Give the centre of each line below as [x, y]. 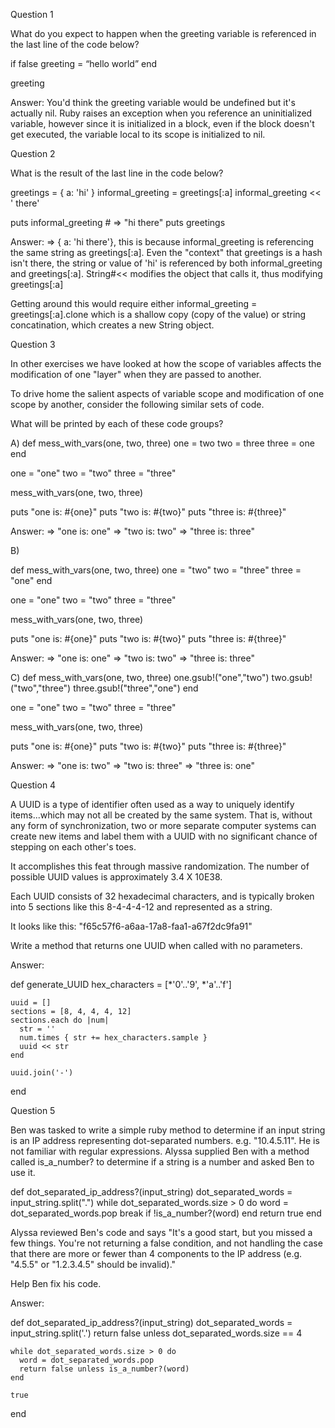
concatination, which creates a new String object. [112, 325]
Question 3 [33, 344]
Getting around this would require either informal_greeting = [134, 303]
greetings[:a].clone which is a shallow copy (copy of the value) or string [158, 314]
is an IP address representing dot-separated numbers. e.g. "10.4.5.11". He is [165, 1140]
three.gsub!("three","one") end [136, 688]
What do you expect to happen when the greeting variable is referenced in [163, 33]
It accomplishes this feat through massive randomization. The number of [160, 866]
